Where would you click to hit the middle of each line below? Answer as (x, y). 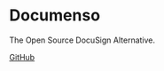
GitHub (22, 57)
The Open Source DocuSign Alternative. (82, 40)
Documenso (55, 16)
